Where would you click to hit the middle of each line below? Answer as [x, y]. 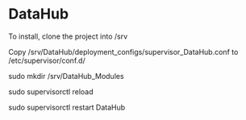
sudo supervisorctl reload [51, 91]
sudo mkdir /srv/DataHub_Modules [66, 76]
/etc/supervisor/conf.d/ [47, 60]
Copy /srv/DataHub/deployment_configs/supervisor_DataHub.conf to [123, 52]
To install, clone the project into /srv [68, 36]
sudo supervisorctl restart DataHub [67, 107]
